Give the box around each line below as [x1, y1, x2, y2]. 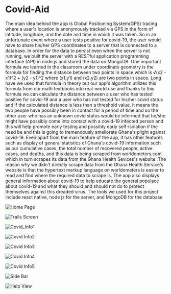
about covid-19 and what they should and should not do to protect [5, 183, 144, 189]
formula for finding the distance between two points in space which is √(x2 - [5, 69, 166, 75]
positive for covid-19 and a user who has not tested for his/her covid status [5, 96, 163, 103]
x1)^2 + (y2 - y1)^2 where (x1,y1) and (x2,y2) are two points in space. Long [5, 75, 162, 81]
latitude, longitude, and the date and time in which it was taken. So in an [5, 31, 157, 37]
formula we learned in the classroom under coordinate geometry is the [5, 64, 154, 70]
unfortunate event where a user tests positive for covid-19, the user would [5, 37, 161, 43]
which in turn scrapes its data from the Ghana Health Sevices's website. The [5, 156, 166, 162]
